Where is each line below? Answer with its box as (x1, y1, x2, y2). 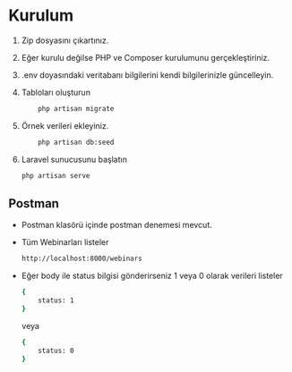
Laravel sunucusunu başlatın (21, 154, 127, 165)
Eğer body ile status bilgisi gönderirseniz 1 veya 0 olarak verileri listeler (21, 270, 283, 282)
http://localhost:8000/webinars (21, 254, 142, 264)
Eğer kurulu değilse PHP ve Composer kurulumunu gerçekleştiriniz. (21, 52, 271, 63)
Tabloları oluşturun (21, 87, 91, 97)
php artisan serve (21, 171, 90, 180)
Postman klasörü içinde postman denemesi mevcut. (21, 220, 212, 231)
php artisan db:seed (38, 138, 115, 147)
